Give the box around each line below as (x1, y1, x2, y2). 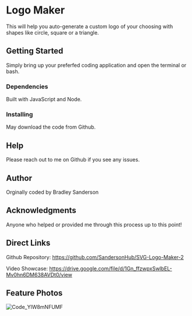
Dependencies (6, 83, 48, 91)
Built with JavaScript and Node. (6, 96, 82, 103)
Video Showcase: (6, 265, 48, 272)
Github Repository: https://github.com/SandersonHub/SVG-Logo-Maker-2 (6, 253, 184, 260)
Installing (6, 110, 33, 118)
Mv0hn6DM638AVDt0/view (6, 271, 72, 278)
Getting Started (6, 46, 64, 56)
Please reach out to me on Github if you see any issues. (6, 156, 140, 163)
